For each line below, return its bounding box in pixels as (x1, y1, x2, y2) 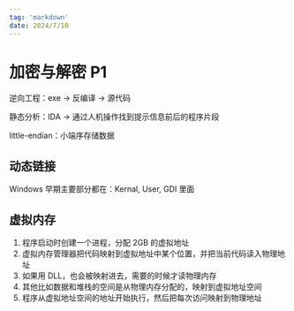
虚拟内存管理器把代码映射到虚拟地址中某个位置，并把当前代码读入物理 (21, 248, 278, 259)
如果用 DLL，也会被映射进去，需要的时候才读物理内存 (21, 270, 217, 281)
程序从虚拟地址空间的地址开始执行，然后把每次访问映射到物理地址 (21, 292, 262, 303)
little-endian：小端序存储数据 (9, 130, 115, 141)
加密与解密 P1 (9, 62, 108, 82)
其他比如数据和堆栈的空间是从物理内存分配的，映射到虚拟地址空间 (21, 282, 262, 292)
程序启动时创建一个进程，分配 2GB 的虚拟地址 (21, 238, 190, 248)
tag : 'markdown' (9, 12, 69, 22)
